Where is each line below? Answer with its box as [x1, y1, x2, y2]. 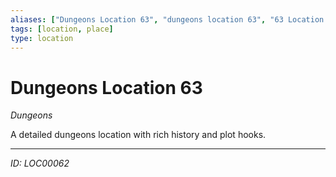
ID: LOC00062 [10, 157, 70, 170]
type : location [10, 33, 74, 43]
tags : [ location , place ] [10, 24, 114, 34]
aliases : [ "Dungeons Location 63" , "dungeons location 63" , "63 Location [10, 14, 325, 25]
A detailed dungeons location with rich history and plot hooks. [10, 129, 267, 141]
